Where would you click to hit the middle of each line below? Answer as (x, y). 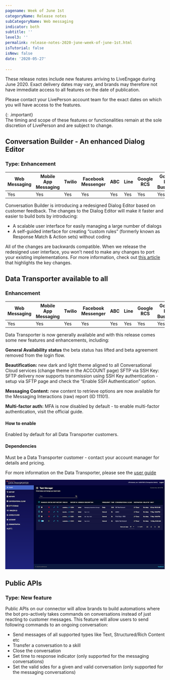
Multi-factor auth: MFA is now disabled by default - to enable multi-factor (82, 406)
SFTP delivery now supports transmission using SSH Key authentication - (82, 376)
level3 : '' (17, 37)
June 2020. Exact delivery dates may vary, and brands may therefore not (81, 84)
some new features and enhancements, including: (57, 340)
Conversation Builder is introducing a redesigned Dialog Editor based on (80, 205)
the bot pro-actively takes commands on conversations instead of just (78, 614)
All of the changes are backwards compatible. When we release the (76, 247)
